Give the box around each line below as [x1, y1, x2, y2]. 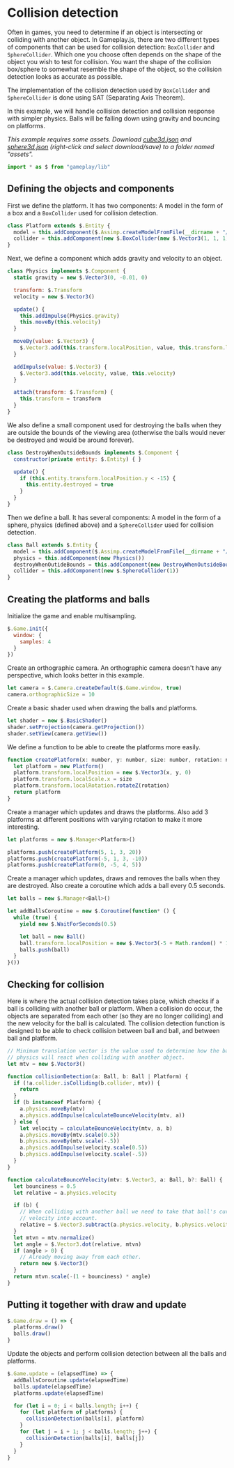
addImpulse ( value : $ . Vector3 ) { [13, 363, 108, 370]
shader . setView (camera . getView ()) [7, 730, 108, 737]
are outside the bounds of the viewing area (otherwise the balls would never [7, 428, 226, 436]
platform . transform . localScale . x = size [13, 776, 132, 783]
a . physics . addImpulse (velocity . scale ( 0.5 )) [19, 1145, 148, 1152]
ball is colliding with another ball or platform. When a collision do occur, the [7, 1004, 223, 1012]
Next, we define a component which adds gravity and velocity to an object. [7, 254, 223, 263]
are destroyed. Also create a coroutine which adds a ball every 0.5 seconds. [7, 882, 226, 890]
